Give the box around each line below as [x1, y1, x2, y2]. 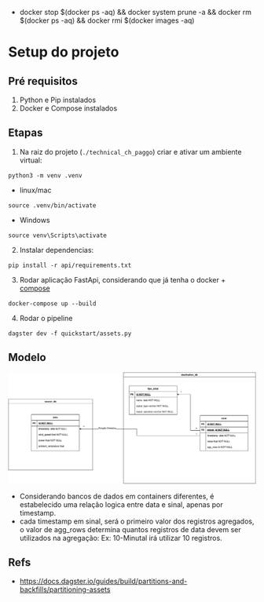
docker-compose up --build [8, 299, 97, 308]
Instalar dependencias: [19, 245, 94, 254]
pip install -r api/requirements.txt [8, 261, 132, 269]
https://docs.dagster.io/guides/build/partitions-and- [19, 577, 188, 586]
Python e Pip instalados [19, 95, 97, 104]
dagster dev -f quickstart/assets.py [8, 330, 132, 337]
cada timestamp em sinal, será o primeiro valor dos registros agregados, [19, 516, 255, 526]
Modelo [8, 351, 46, 364]
